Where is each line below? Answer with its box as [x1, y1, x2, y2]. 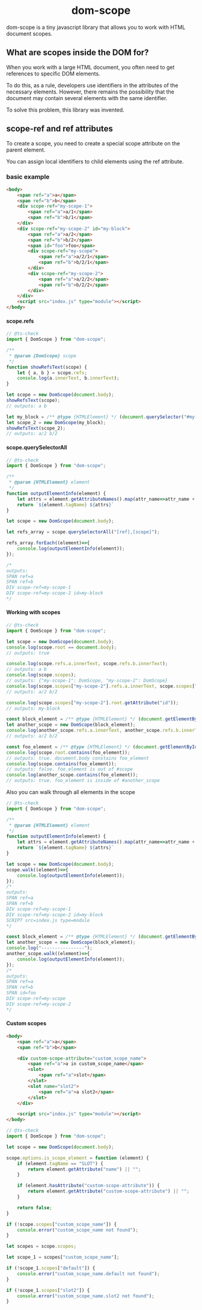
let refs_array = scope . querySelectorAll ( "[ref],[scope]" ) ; [6, 529, 161, 535]
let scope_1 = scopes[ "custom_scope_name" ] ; [6, 1254, 120, 1261]
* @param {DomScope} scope [8, 352, 77, 359]
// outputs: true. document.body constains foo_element [6, 755, 149, 761]
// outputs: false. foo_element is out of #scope [6, 766, 133, 772]
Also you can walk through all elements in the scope [6, 789, 135, 796]
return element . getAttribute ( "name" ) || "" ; [28, 1166, 141, 1172]
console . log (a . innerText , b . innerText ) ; [17, 375, 120, 381]
